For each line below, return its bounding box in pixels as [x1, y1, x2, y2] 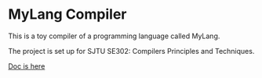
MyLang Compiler [8, 5, 127, 23]
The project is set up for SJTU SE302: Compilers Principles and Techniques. [8, 46, 255, 55]
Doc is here [8, 61, 45, 71]
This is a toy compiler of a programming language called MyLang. [8, 31, 220, 41]
